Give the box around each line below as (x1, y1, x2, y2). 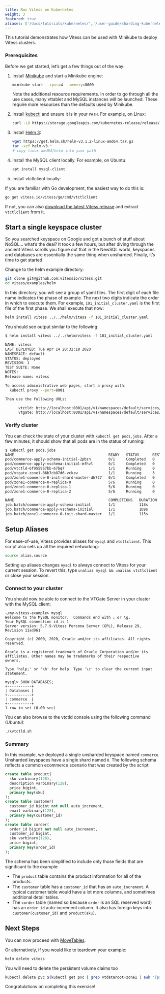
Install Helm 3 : (12, 130, 42, 135)
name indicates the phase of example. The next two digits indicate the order (5, 295, 159, 301)
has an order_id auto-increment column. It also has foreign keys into (12, 904, 151, 910)
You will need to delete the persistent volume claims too (5, 965, 118, 971)
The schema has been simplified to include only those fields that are (5, 858, 143, 864)
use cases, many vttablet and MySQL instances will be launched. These (12, 97, 158, 102)
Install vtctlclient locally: (12, 175, 61, 181)
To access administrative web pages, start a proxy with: (5, 383, 126, 388)
